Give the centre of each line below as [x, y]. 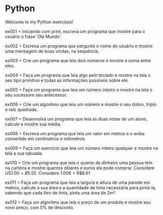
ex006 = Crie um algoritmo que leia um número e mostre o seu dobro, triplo [81, 104]
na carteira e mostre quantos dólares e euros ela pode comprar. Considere [80, 168]
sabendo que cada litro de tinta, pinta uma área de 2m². [61, 193]
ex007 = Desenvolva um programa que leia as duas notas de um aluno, [76, 119]
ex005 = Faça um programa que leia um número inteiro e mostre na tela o [79, 90]
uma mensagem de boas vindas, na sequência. [52, 51]
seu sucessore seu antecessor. [36, 95]
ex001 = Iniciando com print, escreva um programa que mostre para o [75, 31]
